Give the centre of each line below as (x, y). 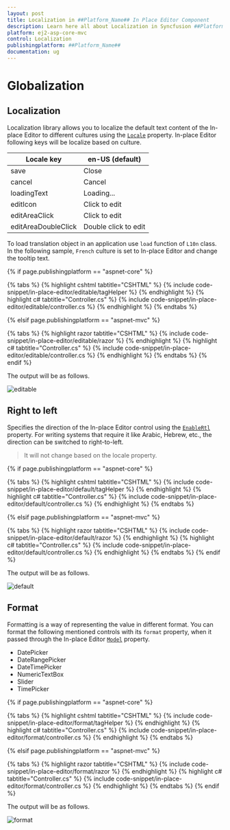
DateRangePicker (41, 660)
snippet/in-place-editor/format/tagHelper (65, 723)
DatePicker (33, 652)
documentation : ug (33, 52)
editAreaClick (32, 215)
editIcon (24, 204)
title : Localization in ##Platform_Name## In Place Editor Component (108, 20)
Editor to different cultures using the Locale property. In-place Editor (120, 135)
